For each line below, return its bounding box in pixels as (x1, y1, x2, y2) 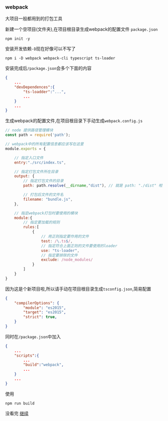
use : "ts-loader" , (41, 248, 80, 253)
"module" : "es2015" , (23, 305, 66, 310)
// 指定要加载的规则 (23, 220, 60, 225)
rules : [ (23, 225, 39, 230)
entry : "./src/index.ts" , (14, 160, 66, 165)
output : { (14, 174, 35, 179)
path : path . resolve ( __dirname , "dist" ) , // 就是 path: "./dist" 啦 (23, 183, 163, 188)
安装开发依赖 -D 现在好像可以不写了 (5, 46, 76, 52)
